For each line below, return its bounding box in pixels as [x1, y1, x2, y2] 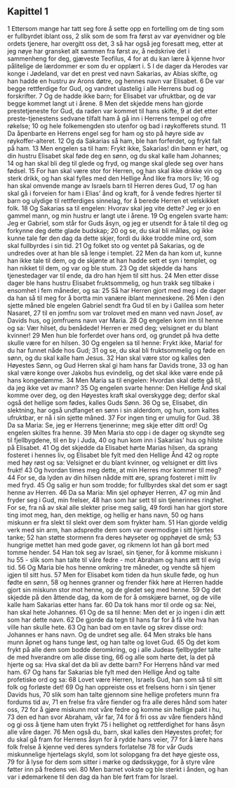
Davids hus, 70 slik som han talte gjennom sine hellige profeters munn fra [7, 690, 220, 699]
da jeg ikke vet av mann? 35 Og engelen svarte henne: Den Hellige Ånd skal [7, 383, 227, 392]
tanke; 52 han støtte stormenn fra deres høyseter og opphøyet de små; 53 [7, 533, 222, 542]
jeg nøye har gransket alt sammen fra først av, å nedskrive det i [7, 46, 190, 55]
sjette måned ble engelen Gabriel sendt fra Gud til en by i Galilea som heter [7, 301, 224, 309]
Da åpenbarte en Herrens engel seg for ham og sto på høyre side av [7, 129, 204, 137]
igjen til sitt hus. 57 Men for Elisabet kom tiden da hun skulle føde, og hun [7, 570, 219, 579]
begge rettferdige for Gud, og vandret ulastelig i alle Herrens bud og [7, 84, 204, 92]
